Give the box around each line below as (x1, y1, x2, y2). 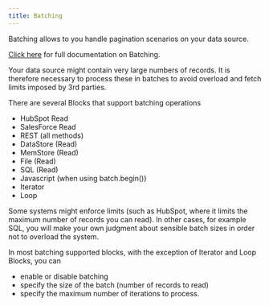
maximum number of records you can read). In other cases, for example (8, 214, 247, 224)
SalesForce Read (19, 122, 76, 131)
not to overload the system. (8, 231, 100, 242)
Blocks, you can (8, 255, 62, 266)
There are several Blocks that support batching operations (8, 97, 202, 107)
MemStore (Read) (19, 147, 79, 157)
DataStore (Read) (19, 139, 78, 149)
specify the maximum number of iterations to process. (19, 288, 200, 298)
